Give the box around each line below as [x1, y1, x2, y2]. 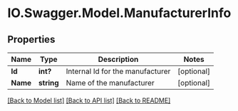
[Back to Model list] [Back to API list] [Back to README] [7, 96, 171, 105]
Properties [7, 33, 56, 46]
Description [98, 55, 139, 64]
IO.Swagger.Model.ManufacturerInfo [7, 5, 232, 21]
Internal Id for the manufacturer [66, 66, 171, 76]
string [38, 78, 59, 88]
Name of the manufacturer [66, 78, 155, 88]
